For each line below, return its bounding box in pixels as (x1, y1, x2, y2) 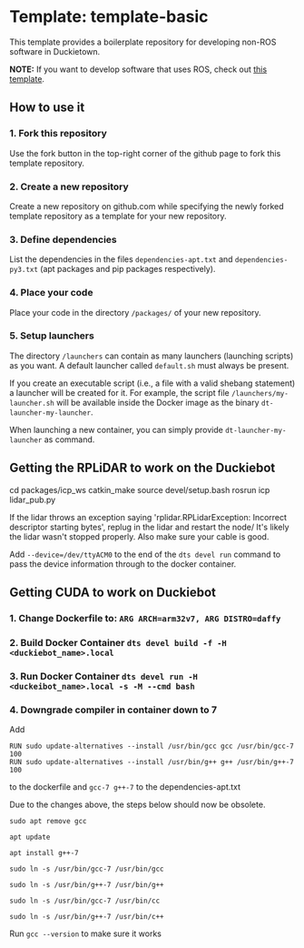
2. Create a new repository (9, 180, 129, 193)
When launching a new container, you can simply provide (9, 424, 224, 435)
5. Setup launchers (9, 329, 95, 342)
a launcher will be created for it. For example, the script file (9, 387, 230, 398)
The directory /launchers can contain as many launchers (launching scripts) (9, 350, 294, 361)
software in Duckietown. (9, 45, 101, 56)
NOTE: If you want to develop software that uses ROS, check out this (9, 64, 268, 75)
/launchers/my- (230, 388, 289, 398)
